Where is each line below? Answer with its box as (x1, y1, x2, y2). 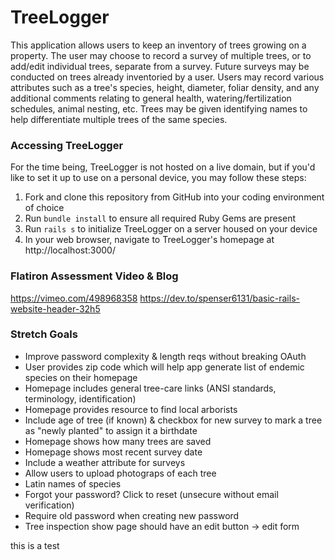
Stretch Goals (10, 327, 78, 341)
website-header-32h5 (10, 302, 101, 315)
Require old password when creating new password (24, 509, 240, 521)
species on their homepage (24, 371, 138, 383)
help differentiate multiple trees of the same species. (10, 113, 228, 125)
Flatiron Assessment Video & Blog (10, 269, 179, 283)
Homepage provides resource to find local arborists (24, 403, 238, 415)
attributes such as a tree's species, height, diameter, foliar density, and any (10, 81, 320, 93)
